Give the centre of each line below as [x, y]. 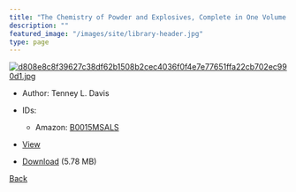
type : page [29, 42]
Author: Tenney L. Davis [65, 93]
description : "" [39, 26]
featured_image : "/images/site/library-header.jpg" [106, 33]
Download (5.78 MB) [59, 162]
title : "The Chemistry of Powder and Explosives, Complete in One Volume [148, 17]
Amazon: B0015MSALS [77, 128]
